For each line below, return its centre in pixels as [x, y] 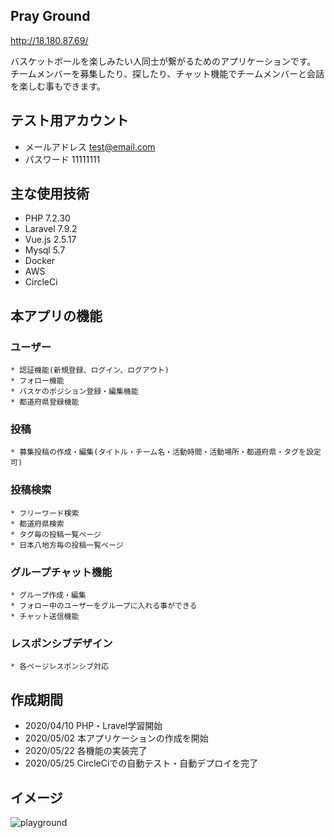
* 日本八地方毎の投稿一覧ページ [67, 545]
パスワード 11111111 [62, 159]
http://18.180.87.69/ [49, 40]
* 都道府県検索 [37, 524]
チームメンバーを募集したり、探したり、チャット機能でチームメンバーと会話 [167, 73]
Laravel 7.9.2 [51, 229]
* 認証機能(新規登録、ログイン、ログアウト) [90, 370]
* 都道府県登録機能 [45, 402]
